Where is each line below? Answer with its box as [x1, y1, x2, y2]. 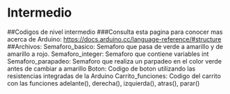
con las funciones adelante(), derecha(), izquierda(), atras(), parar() [7, 79, 200, 87]
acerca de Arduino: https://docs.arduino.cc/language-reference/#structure [7, 35, 222, 43]
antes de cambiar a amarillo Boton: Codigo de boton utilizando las [7, 64, 196, 73]
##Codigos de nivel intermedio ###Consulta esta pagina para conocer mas [7, 28, 223, 36]
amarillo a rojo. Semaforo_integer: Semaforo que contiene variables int [7, 50, 209, 58]
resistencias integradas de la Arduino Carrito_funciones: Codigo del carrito [7, 71, 221, 80]
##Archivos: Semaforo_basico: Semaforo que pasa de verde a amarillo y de [7, 42, 224, 50]
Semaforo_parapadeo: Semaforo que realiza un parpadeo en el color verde [7, 57, 222, 65]
